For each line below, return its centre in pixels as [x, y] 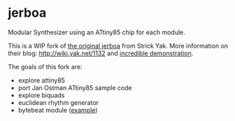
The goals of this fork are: [45, 66]
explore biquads [41, 95]
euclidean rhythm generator [58, 102]
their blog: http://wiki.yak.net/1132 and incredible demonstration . [101, 53]
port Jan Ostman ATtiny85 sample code [75, 87]
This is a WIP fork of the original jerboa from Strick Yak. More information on [118, 45]
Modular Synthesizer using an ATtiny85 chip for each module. [97, 32]
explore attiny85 [42, 80]
